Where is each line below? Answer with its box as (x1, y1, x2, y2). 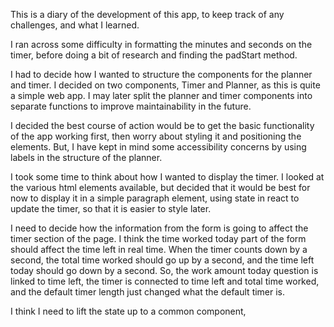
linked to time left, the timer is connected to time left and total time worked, (10, 275, 320, 287)
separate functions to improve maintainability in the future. (10, 100, 252, 112)
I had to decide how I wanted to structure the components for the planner (10, 69, 313, 80)
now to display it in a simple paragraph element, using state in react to (10, 192, 300, 204)
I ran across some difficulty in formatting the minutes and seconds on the (10, 39, 313, 50)
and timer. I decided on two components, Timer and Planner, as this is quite (10, 79, 321, 91)
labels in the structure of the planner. (10, 152, 163, 163)
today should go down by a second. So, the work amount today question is (10, 265, 319, 276)
